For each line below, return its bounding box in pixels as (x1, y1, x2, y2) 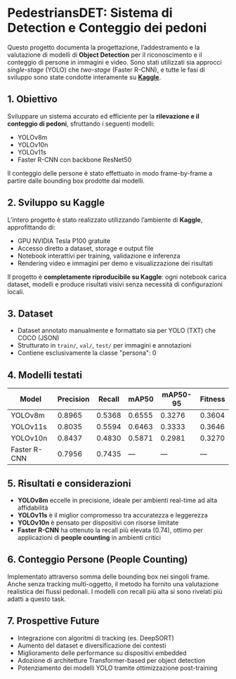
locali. (7, 287, 25, 296)
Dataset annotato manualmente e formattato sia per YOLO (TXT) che (17, 327, 216, 335)
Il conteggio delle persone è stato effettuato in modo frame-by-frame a (7, 169, 213, 177)
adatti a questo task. (7, 595, 67, 603)
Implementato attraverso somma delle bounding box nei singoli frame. (7, 572, 210, 581)
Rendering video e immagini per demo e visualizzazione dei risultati (17, 258, 213, 268)
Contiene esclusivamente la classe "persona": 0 (17, 349, 157, 357)
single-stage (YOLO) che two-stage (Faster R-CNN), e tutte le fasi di (7, 65, 205, 74)
